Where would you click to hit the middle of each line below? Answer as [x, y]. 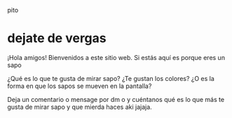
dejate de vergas [57, 38]
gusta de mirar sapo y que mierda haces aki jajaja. [80, 107]
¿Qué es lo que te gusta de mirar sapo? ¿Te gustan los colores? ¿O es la [111, 78]
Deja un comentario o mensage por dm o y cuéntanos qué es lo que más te [116, 99]
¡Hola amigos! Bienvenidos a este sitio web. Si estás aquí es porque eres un [116, 57]
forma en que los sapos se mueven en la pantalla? [80, 86]
